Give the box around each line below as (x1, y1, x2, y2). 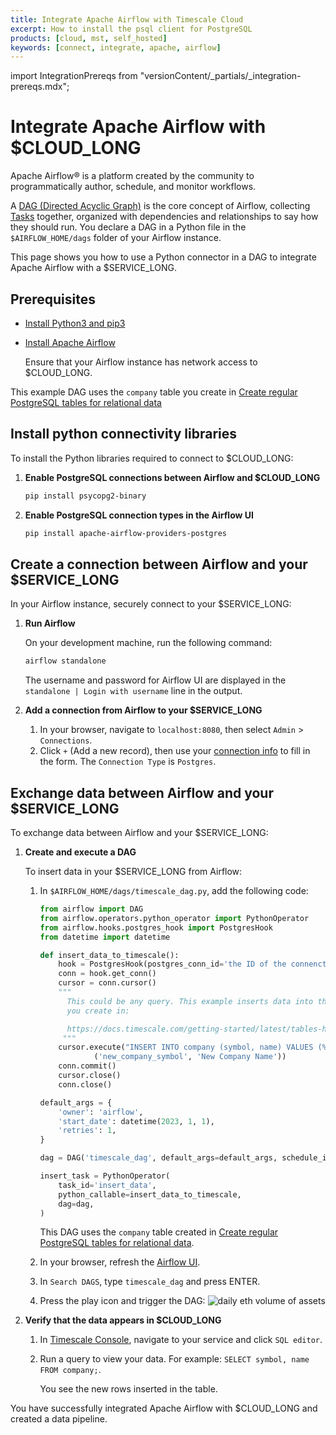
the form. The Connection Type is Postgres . (39, 756, 217, 768)
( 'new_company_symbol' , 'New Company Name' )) (93, 1052, 287, 1062)
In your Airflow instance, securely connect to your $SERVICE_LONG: (10, 598, 292, 610)
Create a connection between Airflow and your (10, 556, 308, 573)
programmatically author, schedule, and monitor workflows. (10, 181, 257, 193)
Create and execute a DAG (24, 846, 137, 858)
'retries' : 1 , (58, 1126, 117, 1136)
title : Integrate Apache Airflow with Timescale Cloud (10, 14, 244, 25)
